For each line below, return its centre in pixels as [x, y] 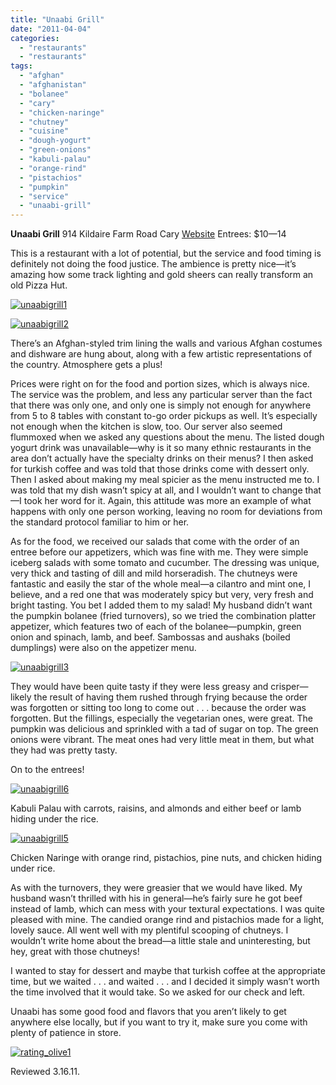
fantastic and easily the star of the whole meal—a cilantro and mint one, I [161, 584]
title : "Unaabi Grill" [57, 19]
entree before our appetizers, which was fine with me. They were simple [159, 552]
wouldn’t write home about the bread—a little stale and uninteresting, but [160, 941]
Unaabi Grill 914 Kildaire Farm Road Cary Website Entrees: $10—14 [148, 234]
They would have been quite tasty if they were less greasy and [139, 687]
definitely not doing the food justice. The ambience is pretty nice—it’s [153, 264]
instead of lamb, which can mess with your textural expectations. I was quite [167, 909]
